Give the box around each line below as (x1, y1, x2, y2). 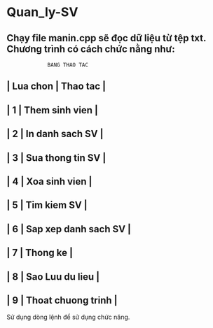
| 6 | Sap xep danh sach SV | (6, 223, 131, 235)
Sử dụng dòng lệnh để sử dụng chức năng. (6, 313, 130, 322)
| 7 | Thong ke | (6, 247, 74, 259)
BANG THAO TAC (47, 62, 89, 69)
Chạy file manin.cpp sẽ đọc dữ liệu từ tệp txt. (6, 32, 207, 44)
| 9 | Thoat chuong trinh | (6, 294, 118, 306)
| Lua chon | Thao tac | (6, 80, 106, 92)
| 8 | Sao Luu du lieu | (6, 271, 100, 283)
